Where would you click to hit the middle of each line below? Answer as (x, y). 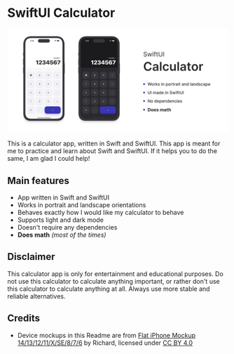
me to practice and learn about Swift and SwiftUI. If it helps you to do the (112, 151)
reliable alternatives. (36, 296)
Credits (24, 319)
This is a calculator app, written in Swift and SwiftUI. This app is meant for (114, 144)
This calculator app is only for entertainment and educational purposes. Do (116, 274)
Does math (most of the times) (62, 235)
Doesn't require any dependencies (67, 227)
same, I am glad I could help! (49, 159)
